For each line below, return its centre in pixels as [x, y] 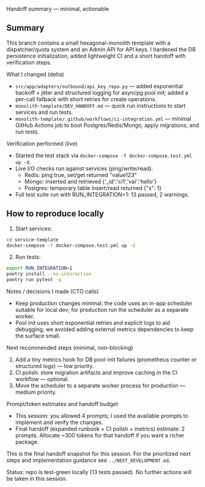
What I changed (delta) [35, 74]
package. [27, 442]
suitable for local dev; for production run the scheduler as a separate [102, 310]
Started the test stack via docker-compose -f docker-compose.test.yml [104, 155]
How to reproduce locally [55, 214]
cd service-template [33, 240]
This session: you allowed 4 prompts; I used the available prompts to [102, 416]
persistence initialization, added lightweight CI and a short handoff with [96, 56]
